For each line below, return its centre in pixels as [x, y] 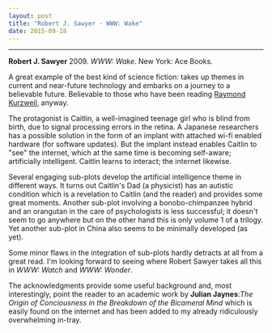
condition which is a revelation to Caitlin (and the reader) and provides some [136, 194]
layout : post [30, 16]
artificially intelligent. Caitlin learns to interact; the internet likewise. [120, 162]
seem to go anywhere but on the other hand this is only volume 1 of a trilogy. [136, 220]
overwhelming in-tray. [45, 320]
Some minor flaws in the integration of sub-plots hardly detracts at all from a [136, 253]
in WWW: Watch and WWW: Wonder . [71, 270]
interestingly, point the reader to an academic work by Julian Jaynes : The [131, 294]
